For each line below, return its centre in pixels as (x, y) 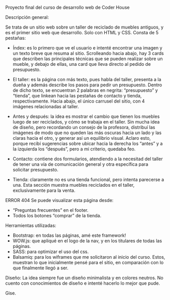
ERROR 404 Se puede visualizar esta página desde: (59, 200)
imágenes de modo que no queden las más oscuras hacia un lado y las (87, 133)
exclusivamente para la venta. (44, 190)
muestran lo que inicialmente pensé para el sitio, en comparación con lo (88, 262)
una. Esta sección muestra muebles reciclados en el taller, (74, 185)
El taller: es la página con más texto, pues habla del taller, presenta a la (87, 79)
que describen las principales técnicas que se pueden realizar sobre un (88, 59)
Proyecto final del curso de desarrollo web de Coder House (67, 7)
